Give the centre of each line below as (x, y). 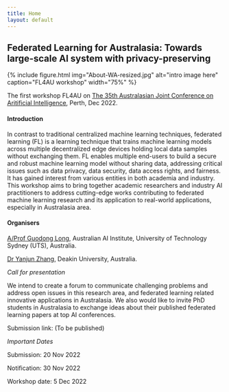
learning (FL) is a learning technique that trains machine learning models (110, 141)
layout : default (30, 20)
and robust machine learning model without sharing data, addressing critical (115, 163)
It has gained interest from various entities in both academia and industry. (111, 178)
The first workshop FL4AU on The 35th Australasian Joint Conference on (110, 96)
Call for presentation (36, 272)
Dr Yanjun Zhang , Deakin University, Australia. (72, 259)
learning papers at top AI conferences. (62, 314)
